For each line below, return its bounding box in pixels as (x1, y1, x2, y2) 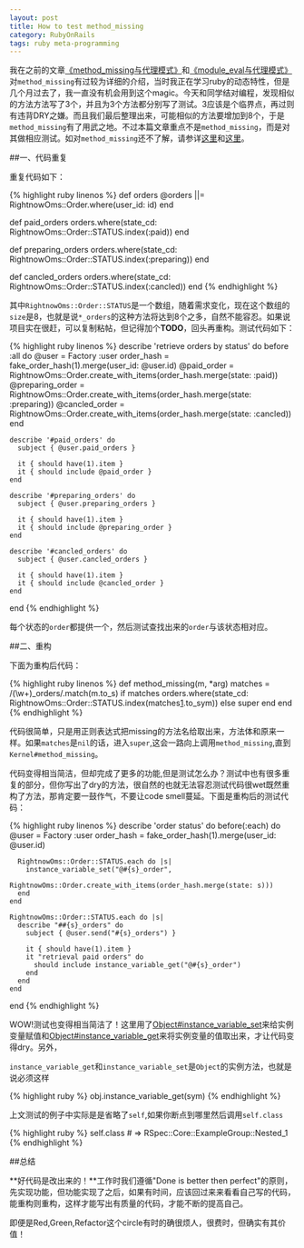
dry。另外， (16, 1042, 62, 1053)
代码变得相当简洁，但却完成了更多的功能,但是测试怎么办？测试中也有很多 (9, 768, 283, 779)
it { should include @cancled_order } (17, 579, 165, 588)
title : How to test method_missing (9, 22, 144, 31)
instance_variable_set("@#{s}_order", (25, 865, 172, 874)
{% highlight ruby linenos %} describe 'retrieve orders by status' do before (9, 341, 289, 352)
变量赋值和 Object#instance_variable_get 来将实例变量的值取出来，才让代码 (9, 1031, 287, 1042)
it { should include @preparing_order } (17, 524, 172, 533)
